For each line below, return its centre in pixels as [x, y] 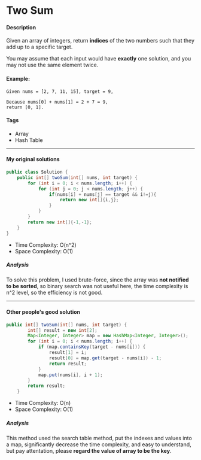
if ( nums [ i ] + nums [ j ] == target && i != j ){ [103, 194]
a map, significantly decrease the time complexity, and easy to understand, [99, 444]
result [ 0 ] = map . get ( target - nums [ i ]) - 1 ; [105, 358]
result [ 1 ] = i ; [68, 353]
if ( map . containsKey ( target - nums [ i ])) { [92, 347]
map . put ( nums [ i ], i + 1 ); [70, 375]
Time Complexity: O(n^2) [45, 245]
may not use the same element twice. [52, 65]
